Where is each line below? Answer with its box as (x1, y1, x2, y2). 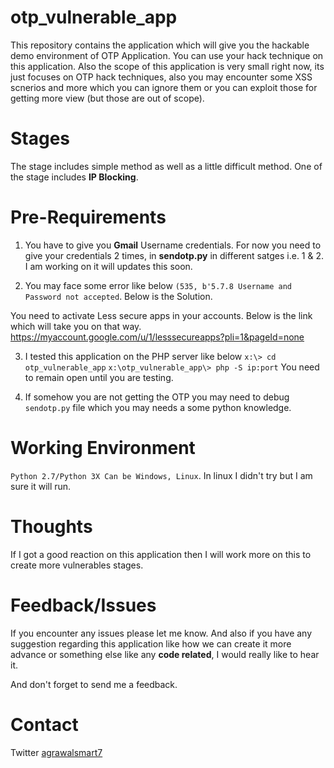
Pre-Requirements (10, 206, 167, 229)
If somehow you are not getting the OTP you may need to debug (24, 391, 290, 403)
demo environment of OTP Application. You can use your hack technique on (10, 49, 324, 61)
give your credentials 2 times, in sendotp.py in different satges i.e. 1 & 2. (24, 249, 325, 261)
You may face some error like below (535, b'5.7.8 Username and (24, 279, 292, 291)
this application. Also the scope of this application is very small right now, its (10, 60, 325, 72)
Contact (10, 713, 79, 736)
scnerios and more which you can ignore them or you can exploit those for (10, 81, 318, 93)
